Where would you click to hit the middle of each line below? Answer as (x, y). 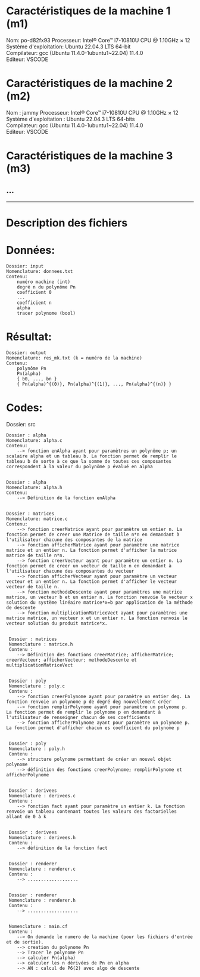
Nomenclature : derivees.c (42, 795)
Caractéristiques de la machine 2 (90, 83)
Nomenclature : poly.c (37, 686)
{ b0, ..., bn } (37, 379)
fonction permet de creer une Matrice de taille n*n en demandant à (93, 534)
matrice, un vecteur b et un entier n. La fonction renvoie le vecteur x (100, 597)
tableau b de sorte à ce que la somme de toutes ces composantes (89, 461)
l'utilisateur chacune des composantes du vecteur (70, 571)
